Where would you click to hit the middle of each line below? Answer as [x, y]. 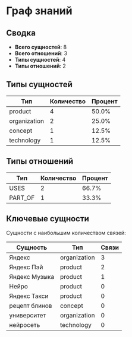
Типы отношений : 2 [40, 66]
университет [28, 316]
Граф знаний [39, 11]
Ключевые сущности [48, 219]
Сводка [21, 33]
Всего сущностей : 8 [41, 47]
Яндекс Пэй [26, 267]
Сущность [32, 247]
